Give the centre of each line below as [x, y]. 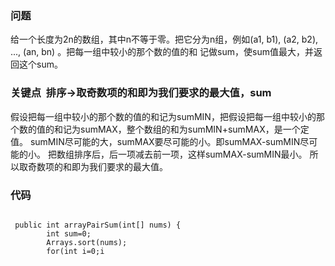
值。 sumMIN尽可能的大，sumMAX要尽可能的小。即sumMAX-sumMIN [155, 141]
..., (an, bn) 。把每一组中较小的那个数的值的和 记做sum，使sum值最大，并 [162, 52]
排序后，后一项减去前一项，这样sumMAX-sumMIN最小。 [190, 154]
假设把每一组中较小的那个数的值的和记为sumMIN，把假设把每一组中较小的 [163, 116]
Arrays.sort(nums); [87, 242]
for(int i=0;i [75, 251]
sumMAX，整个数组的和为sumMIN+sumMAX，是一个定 [194, 129]
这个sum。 [40, 64]
